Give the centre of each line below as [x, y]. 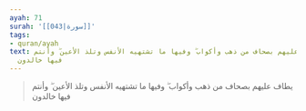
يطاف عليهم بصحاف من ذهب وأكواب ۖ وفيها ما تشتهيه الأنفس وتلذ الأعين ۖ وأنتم [162, 86]
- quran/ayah [34, 43]
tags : [20, 35]
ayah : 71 [26, 18]
